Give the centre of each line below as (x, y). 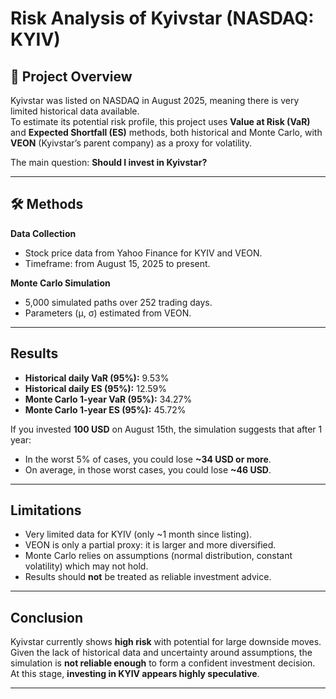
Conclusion (47, 617)
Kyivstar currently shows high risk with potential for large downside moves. (166, 642)
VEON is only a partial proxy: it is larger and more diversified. (150, 545)
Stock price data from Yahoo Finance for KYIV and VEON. (143, 253)
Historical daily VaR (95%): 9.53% (97, 378)
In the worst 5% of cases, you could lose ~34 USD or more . (148, 459)
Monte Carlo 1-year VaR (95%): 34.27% (108, 399)
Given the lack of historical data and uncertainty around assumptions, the (161, 653)
